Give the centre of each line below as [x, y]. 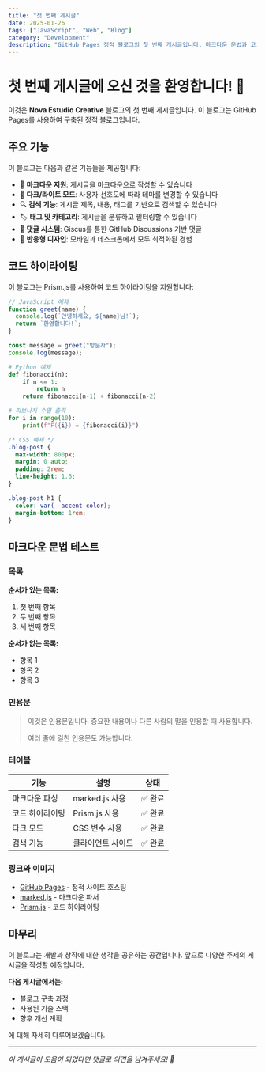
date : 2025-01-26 [37, 23]
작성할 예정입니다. [56, 964]
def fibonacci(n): [38, 374]
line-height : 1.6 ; [46, 477]
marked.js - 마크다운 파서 [59, 897]
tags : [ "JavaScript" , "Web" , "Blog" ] [70, 30]
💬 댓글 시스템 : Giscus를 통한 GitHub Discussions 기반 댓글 [111, 229]
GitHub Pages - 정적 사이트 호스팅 [73, 888]
